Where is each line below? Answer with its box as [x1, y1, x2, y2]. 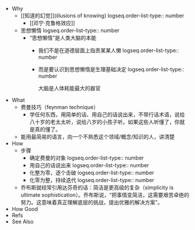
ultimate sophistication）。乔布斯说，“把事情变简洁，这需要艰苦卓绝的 [20, 191, 190, 198]
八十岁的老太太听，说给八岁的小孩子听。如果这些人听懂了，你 [29, 119, 180, 125]
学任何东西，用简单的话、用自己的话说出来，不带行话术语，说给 [29, 111, 185, 118]
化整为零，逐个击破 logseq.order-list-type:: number [29, 169, 155, 176]
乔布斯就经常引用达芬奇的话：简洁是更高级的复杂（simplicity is [20, 184, 174, 191]
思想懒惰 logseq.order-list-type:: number [20, 27, 120, 34]
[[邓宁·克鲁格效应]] [29, 20, 75, 26]
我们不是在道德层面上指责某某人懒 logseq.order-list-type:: [38, 47, 179, 54]
